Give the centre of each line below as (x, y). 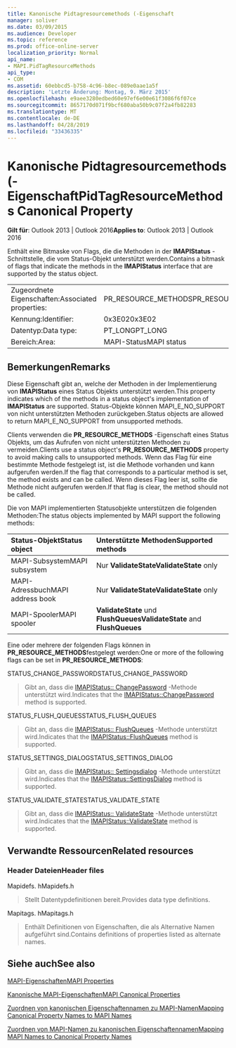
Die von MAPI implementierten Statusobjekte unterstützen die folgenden (112, 508)
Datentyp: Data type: (44, 331)
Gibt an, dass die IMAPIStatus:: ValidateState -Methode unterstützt (121, 814)
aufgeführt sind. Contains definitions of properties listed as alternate (123, 934)
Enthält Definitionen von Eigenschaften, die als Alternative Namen (119, 926)
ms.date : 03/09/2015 (38, 27)
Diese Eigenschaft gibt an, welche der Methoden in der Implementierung (112, 384)
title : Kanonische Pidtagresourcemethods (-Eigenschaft (91, 14)
